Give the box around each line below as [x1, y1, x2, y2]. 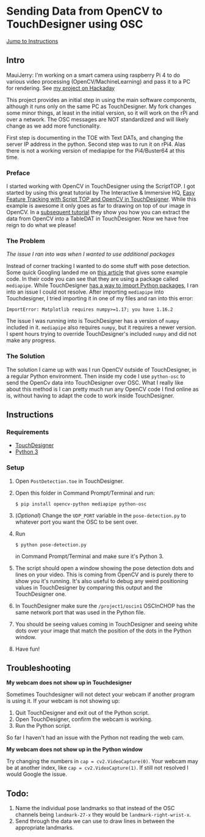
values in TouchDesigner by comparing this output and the [15, 584, 163, 591]
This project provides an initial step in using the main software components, [6, 96, 197, 103]
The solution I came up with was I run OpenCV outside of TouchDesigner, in [6, 366, 197, 373]
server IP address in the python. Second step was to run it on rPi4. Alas [6, 140, 186, 148]
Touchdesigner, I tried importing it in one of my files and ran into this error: [6, 295, 193, 302]
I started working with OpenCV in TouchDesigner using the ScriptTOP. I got [6, 183, 195, 190]
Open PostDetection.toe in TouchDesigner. [15, 477, 124, 485]
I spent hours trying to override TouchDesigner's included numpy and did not [6, 330, 197, 338]
